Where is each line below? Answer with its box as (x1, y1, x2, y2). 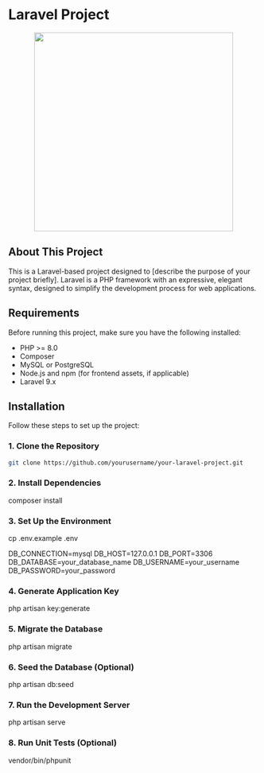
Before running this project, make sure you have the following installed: (8, 328, 241, 337)
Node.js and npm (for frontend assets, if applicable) (19, 368, 189, 378)
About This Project (8, 245, 103, 259)
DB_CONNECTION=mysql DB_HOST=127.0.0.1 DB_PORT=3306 (8, 549, 213, 558)
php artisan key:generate (8, 604, 91, 613)
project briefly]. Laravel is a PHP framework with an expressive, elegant (8, 274, 243, 284)
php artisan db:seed (8, 680, 74, 689)
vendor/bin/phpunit (8, 756, 72, 765)
